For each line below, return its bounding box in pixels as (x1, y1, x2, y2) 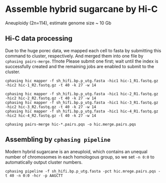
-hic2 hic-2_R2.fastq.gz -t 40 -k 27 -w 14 (5, 95, 97, 100)
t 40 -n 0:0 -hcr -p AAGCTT (5, 173, 63, 178)
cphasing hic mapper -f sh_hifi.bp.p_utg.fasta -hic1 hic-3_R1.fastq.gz (5, 100, 159, 105)
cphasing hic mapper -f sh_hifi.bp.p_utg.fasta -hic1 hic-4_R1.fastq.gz (5, 108, 159, 114)
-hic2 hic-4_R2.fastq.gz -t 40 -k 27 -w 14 (5, 113, 97, 118)
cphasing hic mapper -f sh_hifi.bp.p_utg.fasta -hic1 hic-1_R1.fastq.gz (5, 78, 159, 83)
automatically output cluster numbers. (5, 159, 83, 165)
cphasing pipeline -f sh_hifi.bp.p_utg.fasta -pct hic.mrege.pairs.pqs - (5, 169, 161, 174)
